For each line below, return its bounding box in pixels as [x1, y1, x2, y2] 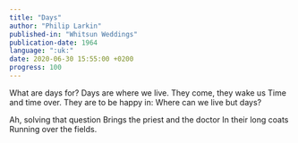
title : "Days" [9, 13, 63, 22]
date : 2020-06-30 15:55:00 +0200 [9, 55, 134, 63]
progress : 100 [9, 63, 63, 72]
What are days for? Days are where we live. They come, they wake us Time [9, 87, 286, 98]
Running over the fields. [9, 123, 98, 134]
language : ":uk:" [9, 46, 74, 55]
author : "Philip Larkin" [9, 21, 102, 30]
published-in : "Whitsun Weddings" [9, 29, 139, 38]
